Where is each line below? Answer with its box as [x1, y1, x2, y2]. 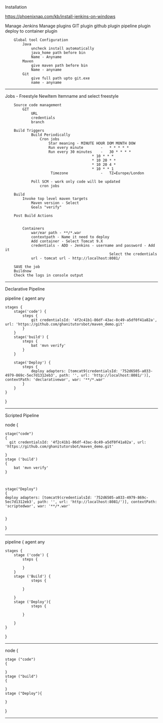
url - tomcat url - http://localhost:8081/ [31, 256, 120, 261]
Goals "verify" [31, 205, 62, 210]
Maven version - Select [31, 200, 79, 205]
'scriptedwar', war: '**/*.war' [5, 504, 70, 508]
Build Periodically [31, 132, 70, 137]
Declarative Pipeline [5, 286, 45, 291]
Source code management [14, 103, 62, 108]
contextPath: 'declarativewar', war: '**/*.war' [5, 377, 105, 382]
